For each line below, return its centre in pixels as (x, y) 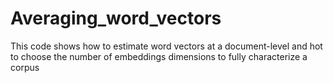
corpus (25, 67)
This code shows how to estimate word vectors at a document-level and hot (166, 46)
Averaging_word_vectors (116, 18)
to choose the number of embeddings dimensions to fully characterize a (159, 56)
